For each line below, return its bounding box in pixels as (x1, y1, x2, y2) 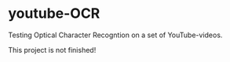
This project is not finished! (8, 45, 97, 54)
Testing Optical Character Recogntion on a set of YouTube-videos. (8, 30, 223, 40)
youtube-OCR (8, 5, 100, 22)
